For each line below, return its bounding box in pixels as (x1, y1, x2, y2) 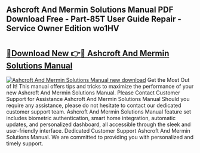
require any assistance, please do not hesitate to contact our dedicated (6, 102, 181, 109)
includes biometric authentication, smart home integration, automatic (6, 115, 176, 121)
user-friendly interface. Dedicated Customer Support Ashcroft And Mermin (6, 127, 191, 134)
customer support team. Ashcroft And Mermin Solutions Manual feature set (6, 108, 192, 115)
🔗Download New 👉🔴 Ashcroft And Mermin (6, 48, 170, 59)
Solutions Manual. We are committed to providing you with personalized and (6, 134, 194, 140)
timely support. (6, 140, 44, 147)
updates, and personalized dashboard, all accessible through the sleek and (6, 121, 191, 128)
